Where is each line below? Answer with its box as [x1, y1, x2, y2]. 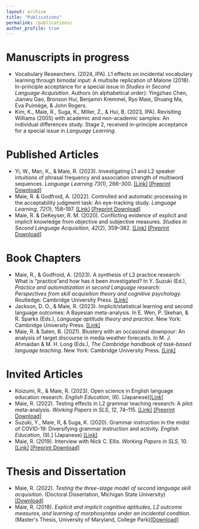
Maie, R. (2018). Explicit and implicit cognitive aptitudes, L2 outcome [14, 503, 182, 511]
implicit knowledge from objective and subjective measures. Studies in [14, 218, 187, 226]
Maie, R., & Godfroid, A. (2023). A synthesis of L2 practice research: [14, 271, 182, 278]
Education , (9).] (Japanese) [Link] [14, 432, 98, 438]
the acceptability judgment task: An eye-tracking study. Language [14, 199, 176, 207]
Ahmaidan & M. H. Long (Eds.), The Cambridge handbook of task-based [14, 341, 191, 348]
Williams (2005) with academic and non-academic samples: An [14, 115, 170, 122]
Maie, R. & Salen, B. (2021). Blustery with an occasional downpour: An [14, 328, 185, 335]
